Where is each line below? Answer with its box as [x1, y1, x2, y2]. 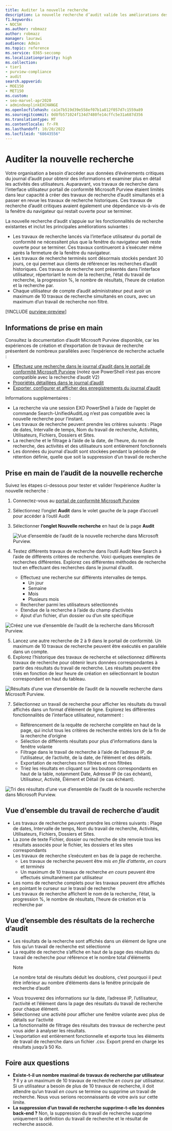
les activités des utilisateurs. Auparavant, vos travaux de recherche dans [5, 181, 159, 187]
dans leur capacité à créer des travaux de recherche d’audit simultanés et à [5, 192, 165, 198]
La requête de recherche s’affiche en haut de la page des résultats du [12, 949, 160, 955]
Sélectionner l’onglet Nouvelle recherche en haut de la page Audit [12, 523, 155, 529]
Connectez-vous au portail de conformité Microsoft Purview [12, 497, 140, 504]
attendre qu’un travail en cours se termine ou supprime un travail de [12, 1089, 156, 1095]
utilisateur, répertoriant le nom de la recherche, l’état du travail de [12, 272, 151, 278]
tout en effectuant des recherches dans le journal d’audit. [12, 564, 134, 571]
